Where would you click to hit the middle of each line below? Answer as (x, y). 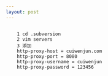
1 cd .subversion (39, 34)
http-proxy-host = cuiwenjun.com (60, 51)
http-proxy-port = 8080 (47, 56)
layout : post (22, 12)
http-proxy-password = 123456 (56, 67)
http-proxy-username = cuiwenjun (60, 61)
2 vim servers (35, 39)
